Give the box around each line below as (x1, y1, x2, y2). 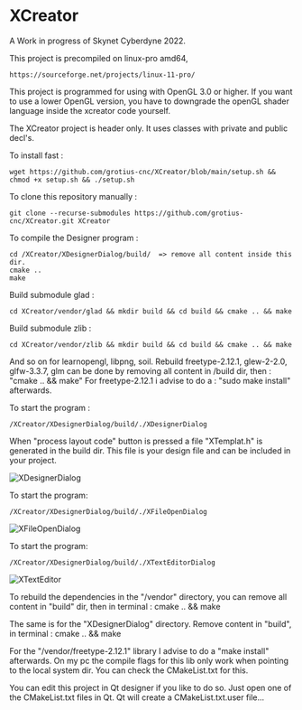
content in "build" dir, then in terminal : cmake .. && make (9, 601, 221, 612)
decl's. (9, 132, 34, 143)
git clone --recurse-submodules (9, 209, 131, 218)
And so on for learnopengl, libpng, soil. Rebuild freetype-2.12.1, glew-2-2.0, (9, 356, 288, 367)
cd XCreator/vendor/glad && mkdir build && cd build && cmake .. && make (9, 306, 293, 316)
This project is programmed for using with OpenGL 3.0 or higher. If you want (9, 86, 293, 97)
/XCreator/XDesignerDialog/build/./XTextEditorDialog (9, 557, 216, 567)
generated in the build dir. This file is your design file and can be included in (9, 444, 291, 456)
